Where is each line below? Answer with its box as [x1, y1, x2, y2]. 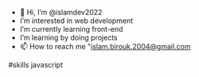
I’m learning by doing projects [19, 33, 118, 42]
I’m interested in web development [19, 16, 134, 25]
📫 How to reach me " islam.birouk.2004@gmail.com [19, 42, 191, 51]
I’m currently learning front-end [19, 25, 123, 33]
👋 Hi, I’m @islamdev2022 [19, 8, 103, 17]
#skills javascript [8, 60, 64, 69]
